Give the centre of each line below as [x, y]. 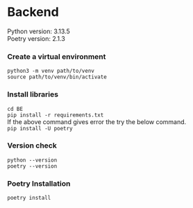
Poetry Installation [39, 183]
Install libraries [33, 94]
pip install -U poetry [40, 128]
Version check [32, 146]
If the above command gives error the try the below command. [97, 121]
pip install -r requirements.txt [56, 115]
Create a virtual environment [57, 56]
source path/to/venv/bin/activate [57, 77]
